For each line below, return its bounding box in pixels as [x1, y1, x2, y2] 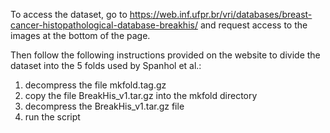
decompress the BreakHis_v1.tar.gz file [24, 100, 185, 112]
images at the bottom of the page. [10, 30, 151, 41]
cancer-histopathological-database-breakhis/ [10, 19, 198, 31]
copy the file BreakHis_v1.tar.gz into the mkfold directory [24, 90, 258, 101]
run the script [24, 111, 81, 123]
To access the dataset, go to [10, 9, 128, 20]
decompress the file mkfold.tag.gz [24, 79, 167, 91]
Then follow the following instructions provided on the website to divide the [10, 49, 321, 61]
